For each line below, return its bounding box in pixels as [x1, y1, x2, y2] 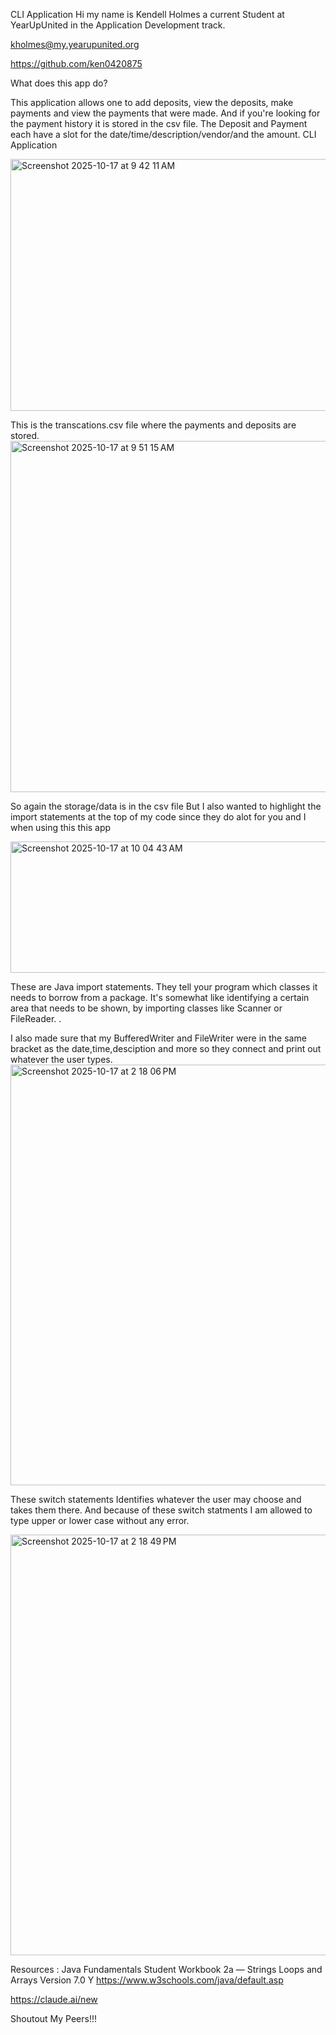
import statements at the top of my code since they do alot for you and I [10, 811, 307, 823]
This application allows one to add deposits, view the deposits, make [10, 97, 294, 108]
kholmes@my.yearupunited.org [10, 39, 140, 50]
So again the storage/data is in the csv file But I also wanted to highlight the [10, 800, 322, 812]
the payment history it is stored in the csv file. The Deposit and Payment [10, 118, 308, 129]
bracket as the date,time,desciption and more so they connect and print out [10, 1043, 322, 1054]
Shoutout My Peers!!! [10, 2013, 98, 2024]
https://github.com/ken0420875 [10, 58, 143, 69]
